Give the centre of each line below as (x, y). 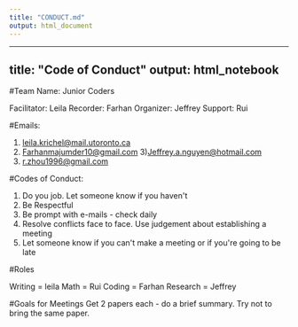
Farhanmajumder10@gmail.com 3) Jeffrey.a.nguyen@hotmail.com (142, 152)
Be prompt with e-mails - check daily (90, 214)
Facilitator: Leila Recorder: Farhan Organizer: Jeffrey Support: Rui (129, 108)
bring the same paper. (50, 313)
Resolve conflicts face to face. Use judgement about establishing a (144, 224)
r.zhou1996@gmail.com (65, 161)
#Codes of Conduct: (47, 179)
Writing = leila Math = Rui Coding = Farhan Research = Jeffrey (123, 287)
